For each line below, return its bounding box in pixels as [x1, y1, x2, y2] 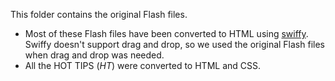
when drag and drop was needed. [24, 49, 165, 61]
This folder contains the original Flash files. [10, 9, 188, 20]
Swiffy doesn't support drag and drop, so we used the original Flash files [24, 39, 325, 50]
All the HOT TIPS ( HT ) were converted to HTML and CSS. [24, 60, 261, 71]
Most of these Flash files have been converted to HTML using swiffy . [24, 28, 309, 39]
